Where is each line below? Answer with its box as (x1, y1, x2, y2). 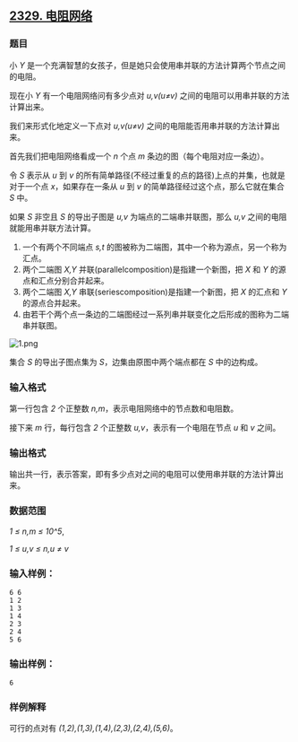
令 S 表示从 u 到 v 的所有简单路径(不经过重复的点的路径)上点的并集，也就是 (9, 170, 285, 180)
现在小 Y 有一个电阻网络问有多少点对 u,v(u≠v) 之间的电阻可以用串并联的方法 (9, 90, 290, 100)
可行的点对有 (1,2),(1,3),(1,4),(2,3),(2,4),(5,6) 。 (9, 723, 179, 734)
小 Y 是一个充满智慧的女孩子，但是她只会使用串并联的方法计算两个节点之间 (9, 59, 286, 70)
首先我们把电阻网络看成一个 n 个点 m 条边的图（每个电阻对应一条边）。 (9, 151, 269, 161)
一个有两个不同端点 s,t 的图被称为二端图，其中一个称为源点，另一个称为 (21, 241, 287, 252)
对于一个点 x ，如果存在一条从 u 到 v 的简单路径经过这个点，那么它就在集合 (9, 180, 285, 191)
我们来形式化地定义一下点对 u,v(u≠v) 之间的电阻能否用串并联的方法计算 (9, 120, 273, 131)
